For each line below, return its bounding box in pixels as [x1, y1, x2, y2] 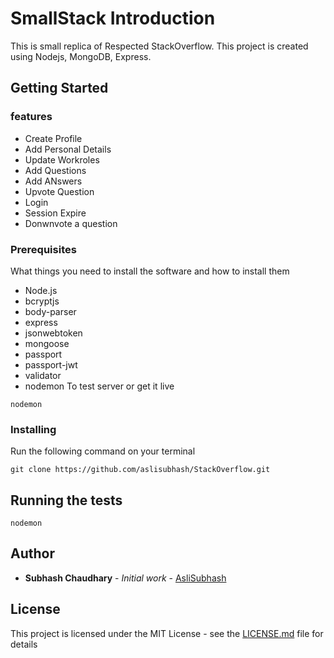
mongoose [24, 337, 70, 349]
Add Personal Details [24, 143, 112, 155]
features [10, 110, 53, 124]
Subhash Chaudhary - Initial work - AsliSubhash [24, 572, 227, 584]
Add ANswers [24, 175, 83, 187]
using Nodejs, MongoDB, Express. [10, 50, 152, 62]
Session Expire [24, 207, 87, 219]
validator [24, 369, 62, 381]
